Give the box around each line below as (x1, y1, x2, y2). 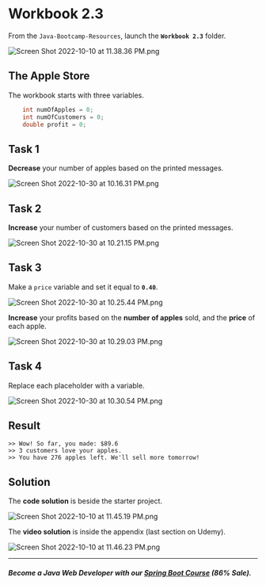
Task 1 (8, 142, 40, 155)
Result (8, 419, 41, 433)
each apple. (8, 321, 47, 331)
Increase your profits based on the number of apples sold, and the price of (8, 312, 256, 322)
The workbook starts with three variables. (8, 90, 144, 100)
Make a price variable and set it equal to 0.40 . (8, 282, 158, 292)
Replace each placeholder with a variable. (8, 380, 145, 390)
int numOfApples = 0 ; (22, 105, 93, 113)
